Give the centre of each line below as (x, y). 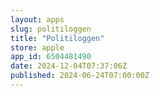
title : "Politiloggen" (57, 38)
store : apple (37, 47)
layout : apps (37, 19)
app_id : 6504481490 (51, 57)
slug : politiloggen (51, 29)
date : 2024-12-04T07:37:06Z (69, 66)
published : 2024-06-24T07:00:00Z (80, 76)
